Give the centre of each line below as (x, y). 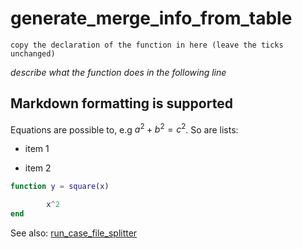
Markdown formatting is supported (121, 103)
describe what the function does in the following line (118, 72)
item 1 (37, 149)
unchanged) (33, 53)
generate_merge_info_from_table (151, 18)
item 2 (38, 168)
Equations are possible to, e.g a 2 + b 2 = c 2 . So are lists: (124, 129)
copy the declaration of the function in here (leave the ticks (147, 45)
